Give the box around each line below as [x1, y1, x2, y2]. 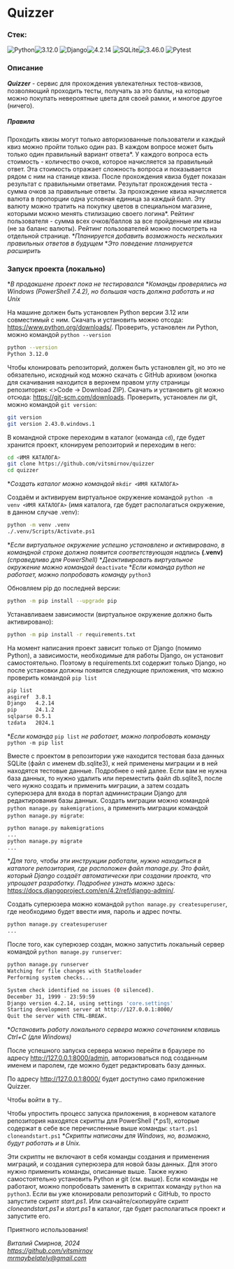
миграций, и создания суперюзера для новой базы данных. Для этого [7, 1160, 218, 1168]
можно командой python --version [7, 331, 111, 339]
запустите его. [7, 1212, 51, 1221]
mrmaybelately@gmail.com [7, 1254, 87, 1263]
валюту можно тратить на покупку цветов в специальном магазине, [7, 201, 212, 210]
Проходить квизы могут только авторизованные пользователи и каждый [7, 135, 226, 143]
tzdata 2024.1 [7, 719, 54, 726]
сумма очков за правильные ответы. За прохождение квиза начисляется [7, 187, 227, 195]
